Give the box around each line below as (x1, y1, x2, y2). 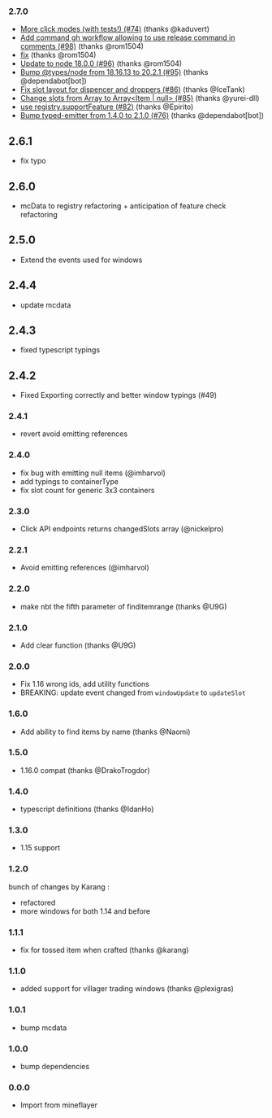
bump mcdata (19, 1023, 67, 1033)
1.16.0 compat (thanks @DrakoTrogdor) (19, 765, 150, 775)
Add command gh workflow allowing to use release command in (19, 33, 235, 42)
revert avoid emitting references (19, 429, 128, 439)
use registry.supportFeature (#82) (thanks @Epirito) (19, 102, 194, 111)
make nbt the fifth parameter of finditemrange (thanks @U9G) (19, 601, 227, 611)
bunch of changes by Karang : (8, 881, 110, 892)
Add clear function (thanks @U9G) (19, 640, 136, 650)
